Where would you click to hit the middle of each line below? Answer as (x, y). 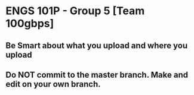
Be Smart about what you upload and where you (97, 45)
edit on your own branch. (53, 84)
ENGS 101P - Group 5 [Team (75, 11)
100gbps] (30, 23)
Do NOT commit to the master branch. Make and (97, 75)
